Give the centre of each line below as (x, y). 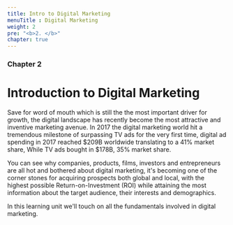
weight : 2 (22, 27)
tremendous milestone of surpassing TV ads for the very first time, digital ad (117, 134)
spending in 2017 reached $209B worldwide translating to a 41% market (111, 142)
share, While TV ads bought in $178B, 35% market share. (89, 149)
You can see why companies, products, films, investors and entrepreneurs (114, 163)
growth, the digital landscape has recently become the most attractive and (114, 119)
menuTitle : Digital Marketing (53, 20)
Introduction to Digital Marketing (104, 93)
